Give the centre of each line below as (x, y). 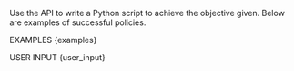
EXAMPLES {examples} (53, 40)
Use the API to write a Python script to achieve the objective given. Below (147, 13)
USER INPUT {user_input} (58, 57)
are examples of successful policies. (78, 22)
